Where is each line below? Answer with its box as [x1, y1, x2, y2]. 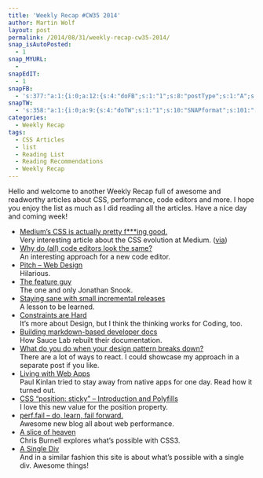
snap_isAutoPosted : [8, 41, 72, 49]
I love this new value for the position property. [19, 403, 169, 411]
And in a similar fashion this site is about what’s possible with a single [19, 453, 245, 461]
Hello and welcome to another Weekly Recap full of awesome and [8, 186, 221, 196]
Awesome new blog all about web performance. [19, 419, 175, 428]
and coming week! [8, 211, 68, 221]
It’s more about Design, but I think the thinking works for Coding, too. [19, 319, 243, 328]
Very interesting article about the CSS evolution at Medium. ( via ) [19, 235, 228, 245]
